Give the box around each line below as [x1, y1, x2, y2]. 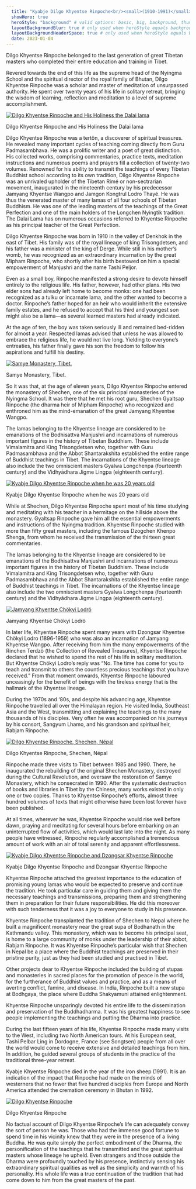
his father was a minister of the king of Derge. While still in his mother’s [6, 245, 177, 252]
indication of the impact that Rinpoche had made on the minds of [6, 1074, 162, 1081]
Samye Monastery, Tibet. [6, 371, 66, 378]
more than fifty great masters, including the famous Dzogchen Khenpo [6, 528, 176, 534]
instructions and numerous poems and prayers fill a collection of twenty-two [6, 159, 190, 166]
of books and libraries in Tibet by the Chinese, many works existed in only [6, 786, 184, 792]
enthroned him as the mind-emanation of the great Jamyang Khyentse [6, 408, 175, 414]
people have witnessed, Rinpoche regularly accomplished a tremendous [6, 835, 180, 841]
